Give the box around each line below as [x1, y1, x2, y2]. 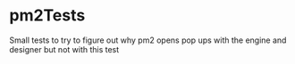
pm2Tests [9, 5, 86, 26]
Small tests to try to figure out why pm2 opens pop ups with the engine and [9, 35, 287, 45]
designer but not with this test [9, 44, 120, 54]
